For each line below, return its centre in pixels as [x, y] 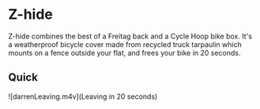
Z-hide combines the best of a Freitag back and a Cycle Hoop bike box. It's [130, 36]
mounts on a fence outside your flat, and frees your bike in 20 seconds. [124, 53]
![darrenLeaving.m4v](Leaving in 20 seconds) [83, 96]
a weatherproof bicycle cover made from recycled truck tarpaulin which [125, 44]
